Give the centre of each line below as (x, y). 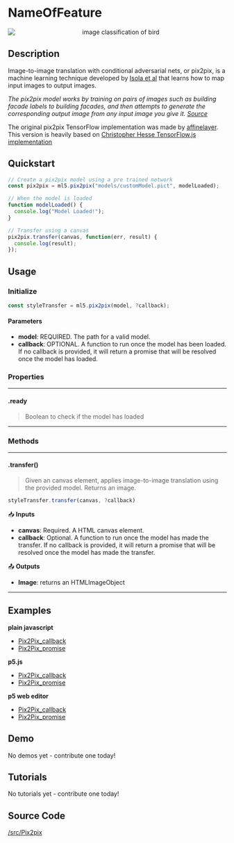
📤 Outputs (24, 566)
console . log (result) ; (45, 243)
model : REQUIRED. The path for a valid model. (84, 337)
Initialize (23, 291)
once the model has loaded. (58, 359)
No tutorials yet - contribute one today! (64, 794)
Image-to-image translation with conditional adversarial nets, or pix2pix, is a (117, 70)
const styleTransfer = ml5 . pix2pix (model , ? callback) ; (89, 306)
